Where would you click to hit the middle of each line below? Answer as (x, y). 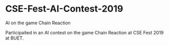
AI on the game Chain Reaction (38, 23)
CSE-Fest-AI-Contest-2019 (64, 9)
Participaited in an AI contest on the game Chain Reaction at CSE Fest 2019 (84, 32)
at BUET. (15, 38)
